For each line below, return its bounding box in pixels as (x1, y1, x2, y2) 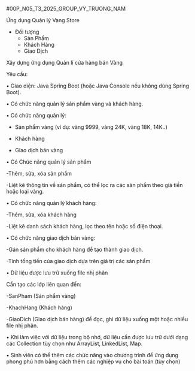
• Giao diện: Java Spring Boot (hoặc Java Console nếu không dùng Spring (6, 82, 190, 89)
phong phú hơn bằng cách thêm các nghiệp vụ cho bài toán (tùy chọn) (6, 358, 181, 365)
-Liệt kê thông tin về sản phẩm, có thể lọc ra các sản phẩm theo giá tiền (6, 182, 184, 188)
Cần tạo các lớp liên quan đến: (6, 281, 82, 288)
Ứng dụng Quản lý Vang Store (6, 17, 80, 23)
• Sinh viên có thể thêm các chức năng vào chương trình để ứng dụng (6, 352, 178, 358)
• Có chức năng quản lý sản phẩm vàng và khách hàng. (6, 100, 144, 107)
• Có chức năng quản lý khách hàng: (6, 200, 97, 206)
